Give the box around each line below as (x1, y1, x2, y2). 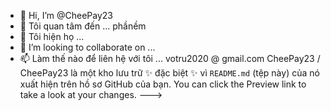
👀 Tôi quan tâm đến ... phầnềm (19, 20, 147, 32)
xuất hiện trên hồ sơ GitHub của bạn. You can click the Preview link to (19, 78, 307, 90)
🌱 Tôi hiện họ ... (19, 31, 85, 42)
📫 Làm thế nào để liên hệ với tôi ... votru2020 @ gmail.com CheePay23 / (19, 53, 321, 64)
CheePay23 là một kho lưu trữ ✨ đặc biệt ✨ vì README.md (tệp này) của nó (19, 67, 320, 79)
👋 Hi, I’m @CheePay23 (19, 10, 114, 21)
